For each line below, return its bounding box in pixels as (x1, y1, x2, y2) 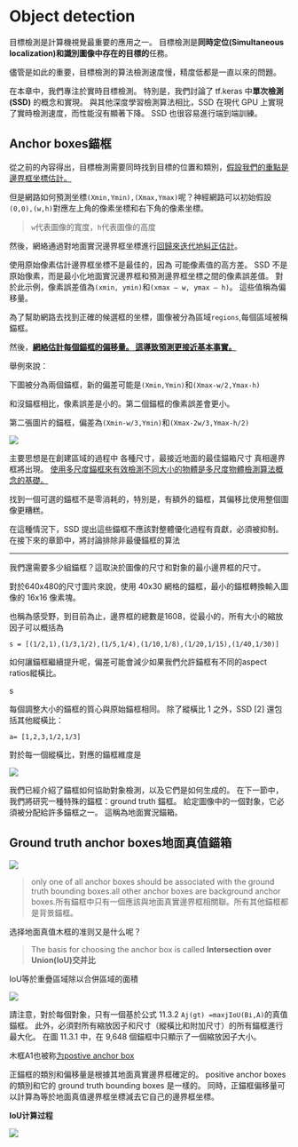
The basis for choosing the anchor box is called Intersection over (30, 944, 272, 954)
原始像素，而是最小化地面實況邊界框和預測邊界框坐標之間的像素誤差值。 (9, 270, 273, 281)
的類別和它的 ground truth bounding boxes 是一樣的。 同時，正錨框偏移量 (9, 1079, 278, 1090)
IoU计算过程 (9, 1110, 53, 1120)
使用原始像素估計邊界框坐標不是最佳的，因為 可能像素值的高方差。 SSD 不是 (9, 259, 288, 270)
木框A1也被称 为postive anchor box (9, 1050, 135, 1061)
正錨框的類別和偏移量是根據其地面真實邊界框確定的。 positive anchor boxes (9, 1069, 286, 1079)
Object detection (9, 6, 136, 27)
